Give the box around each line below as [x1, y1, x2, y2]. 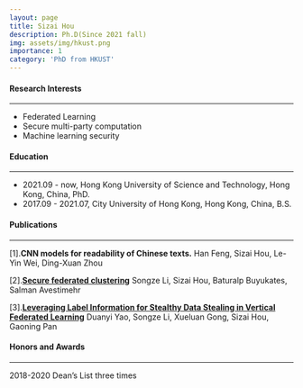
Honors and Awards [9, 341, 86, 352]
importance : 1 [9, 47, 63, 56]
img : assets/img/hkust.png [9, 38, 111, 48]
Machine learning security [22, 131, 120, 141]
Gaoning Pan [9, 320, 58, 331]
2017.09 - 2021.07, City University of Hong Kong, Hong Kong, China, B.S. [22, 199, 292, 210]
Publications [9, 220, 58, 230]
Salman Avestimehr [9, 284, 81, 295]
